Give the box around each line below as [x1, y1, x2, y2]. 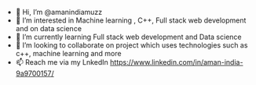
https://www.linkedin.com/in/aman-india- [109, 58, 243, 66]
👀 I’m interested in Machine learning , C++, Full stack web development [15, 16, 247, 25]
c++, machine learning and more [15, 49, 122, 58]
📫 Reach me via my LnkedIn [15, 58, 108, 66]
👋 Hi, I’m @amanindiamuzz [15, 8, 103, 16]
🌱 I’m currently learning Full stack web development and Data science [15, 32, 242, 41]
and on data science [15, 24, 82, 33]
